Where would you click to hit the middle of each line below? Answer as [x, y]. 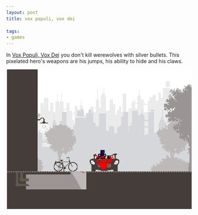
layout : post [22, 12]
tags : [13, 31]
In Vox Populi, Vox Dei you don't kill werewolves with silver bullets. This [93, 55]
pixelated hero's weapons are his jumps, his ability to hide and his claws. [95, 61]
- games [16, 38]
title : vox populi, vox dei [41, 19]
